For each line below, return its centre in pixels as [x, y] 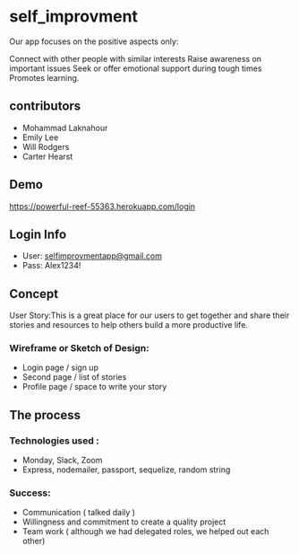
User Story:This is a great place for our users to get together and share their [149, 315]
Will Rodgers [46, 146]
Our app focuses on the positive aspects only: [94, 41]
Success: [30, 493]
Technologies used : [55, 440]
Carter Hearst [47, 156]
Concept [34, 294]
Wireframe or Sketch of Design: [79, 348]
